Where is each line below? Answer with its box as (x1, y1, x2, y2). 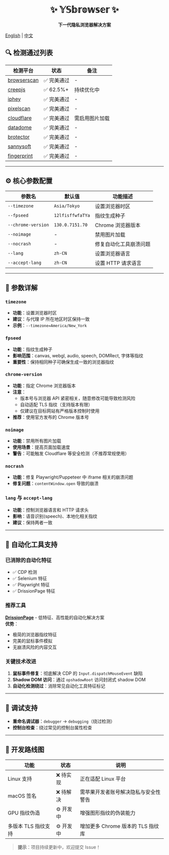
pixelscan (8, 105, 31, 112)
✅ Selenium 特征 (12, 575, 47, 581)
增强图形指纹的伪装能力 (79, 809, 136, 816)
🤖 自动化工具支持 (5, 541, 58, 549)
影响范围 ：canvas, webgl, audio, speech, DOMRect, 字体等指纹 (12, 352, 143, 358)
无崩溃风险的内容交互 (12, 644, 57, 650)
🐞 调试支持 (5, 704, 38, 713)
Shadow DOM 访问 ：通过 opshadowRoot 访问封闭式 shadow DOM (12, 677, 146, 683)
